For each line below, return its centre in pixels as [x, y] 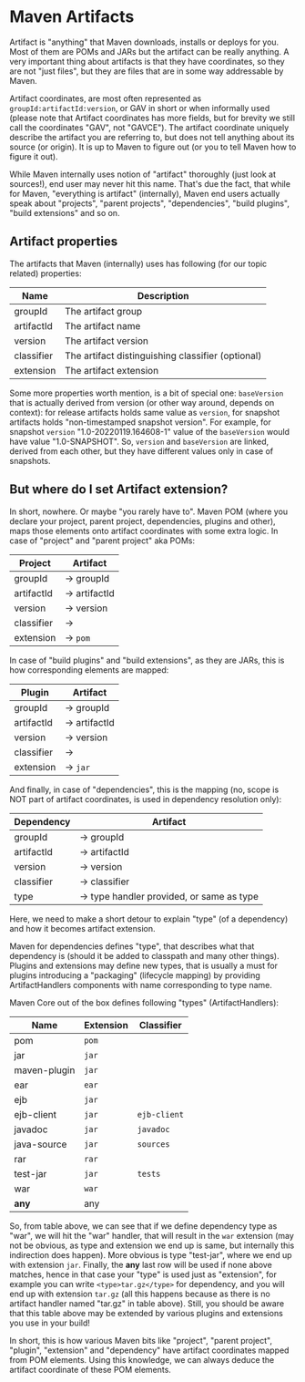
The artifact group [104, 311]
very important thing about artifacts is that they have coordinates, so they [147, 61]
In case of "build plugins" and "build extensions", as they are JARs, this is [147, 660]
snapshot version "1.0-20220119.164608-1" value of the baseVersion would [149, 431]
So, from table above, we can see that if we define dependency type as [143, 1226]
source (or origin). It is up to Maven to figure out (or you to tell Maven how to [153, 147]
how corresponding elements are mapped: [89, 670]
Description [163, 295]
